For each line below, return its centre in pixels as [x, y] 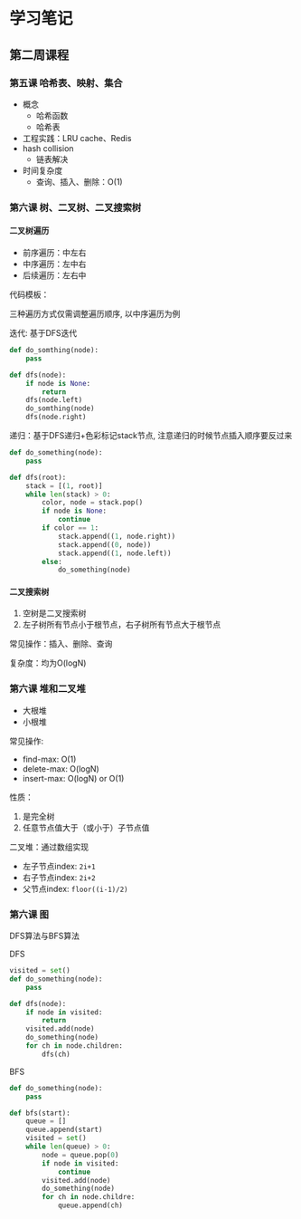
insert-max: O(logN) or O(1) [73, 778]
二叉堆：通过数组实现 [49, 847]
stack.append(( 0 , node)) [104, 544]
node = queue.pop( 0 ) [80, 1155]
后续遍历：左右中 [54, 275]
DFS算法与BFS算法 [44, 936]
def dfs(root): [38, 477]
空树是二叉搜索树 [54, 613]
